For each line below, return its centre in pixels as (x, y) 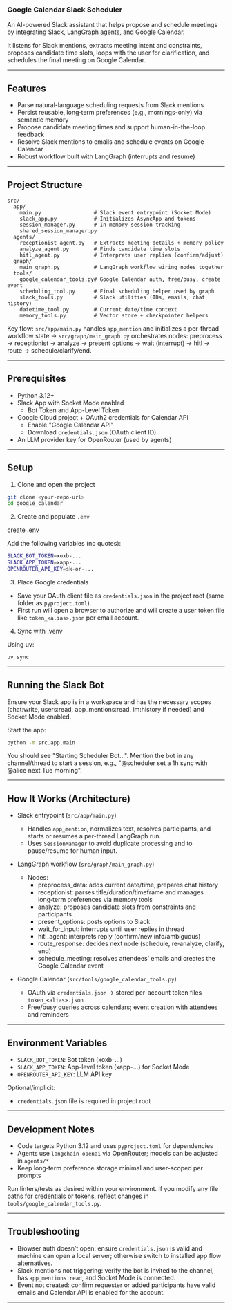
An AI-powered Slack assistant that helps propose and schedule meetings (113, 25)
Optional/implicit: (31, 1088)
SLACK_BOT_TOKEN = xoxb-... (44, 556)
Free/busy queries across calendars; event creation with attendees (123, 1007)
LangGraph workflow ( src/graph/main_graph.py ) (86, 864)
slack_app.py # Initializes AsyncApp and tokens (108, 219)
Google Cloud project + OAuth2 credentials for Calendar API (103, 417)
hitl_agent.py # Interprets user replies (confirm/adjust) (122, 255)
